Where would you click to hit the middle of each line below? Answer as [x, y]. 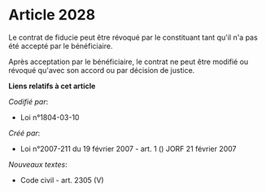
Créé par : [24, 133]
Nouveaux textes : [38, 164]
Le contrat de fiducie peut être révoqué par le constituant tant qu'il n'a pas [133, 37]
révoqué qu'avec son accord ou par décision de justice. [102, 70]
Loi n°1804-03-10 [50, 117]
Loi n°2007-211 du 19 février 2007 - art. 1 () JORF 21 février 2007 [129, 148]
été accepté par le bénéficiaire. [61, 45]
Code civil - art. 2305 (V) [62, 180]
